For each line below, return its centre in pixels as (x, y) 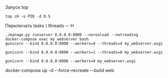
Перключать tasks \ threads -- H (39, 25)
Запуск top (17, 7)
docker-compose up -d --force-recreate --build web (60, 70)
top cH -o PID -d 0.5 (28, 16)
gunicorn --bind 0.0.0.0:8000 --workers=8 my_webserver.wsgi (71, 61)
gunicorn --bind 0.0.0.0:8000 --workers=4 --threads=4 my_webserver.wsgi (84, 43)
